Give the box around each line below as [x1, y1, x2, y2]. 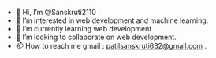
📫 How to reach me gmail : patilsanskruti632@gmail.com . [15, 42, 207, 50]
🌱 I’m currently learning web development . [15, 24, 156, 33]
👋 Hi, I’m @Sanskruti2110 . [15, 8, 100, 16]
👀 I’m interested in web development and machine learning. [15, 16, 209, 25]
